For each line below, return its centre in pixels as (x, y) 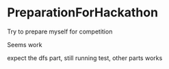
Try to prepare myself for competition (60, 31)
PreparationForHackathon (83, 13)
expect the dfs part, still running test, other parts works (85, 58)
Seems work (25, 44)
